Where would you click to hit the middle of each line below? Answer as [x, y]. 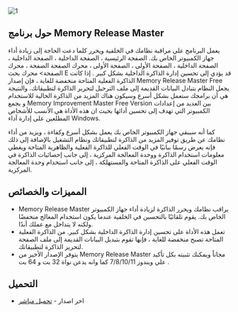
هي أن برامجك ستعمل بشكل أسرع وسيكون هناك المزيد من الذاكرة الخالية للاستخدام [118, 95]
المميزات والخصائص [47, 192]
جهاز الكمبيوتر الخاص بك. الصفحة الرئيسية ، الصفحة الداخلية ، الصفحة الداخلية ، [111, 57]
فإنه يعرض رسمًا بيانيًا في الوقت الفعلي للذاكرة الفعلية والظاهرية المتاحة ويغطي [112, 147]
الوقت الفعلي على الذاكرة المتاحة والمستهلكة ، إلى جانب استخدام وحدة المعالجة [113, 162]
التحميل [23, 284]
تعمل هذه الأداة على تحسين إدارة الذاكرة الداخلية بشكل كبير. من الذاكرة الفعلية [121, 231]
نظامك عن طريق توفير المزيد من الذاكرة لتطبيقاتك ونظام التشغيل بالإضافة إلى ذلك [117, 139]
